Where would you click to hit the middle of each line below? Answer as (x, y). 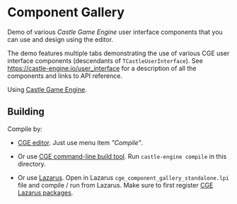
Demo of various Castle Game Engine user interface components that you (115, 32)
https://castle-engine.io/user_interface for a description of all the (102, 68)
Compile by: (25, 129)
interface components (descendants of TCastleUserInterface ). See (105, 60)
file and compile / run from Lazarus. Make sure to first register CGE (115, 185)
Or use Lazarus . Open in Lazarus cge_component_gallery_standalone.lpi (123, 177)
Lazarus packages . (45, 193)
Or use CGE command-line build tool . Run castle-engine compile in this (122, 156)
